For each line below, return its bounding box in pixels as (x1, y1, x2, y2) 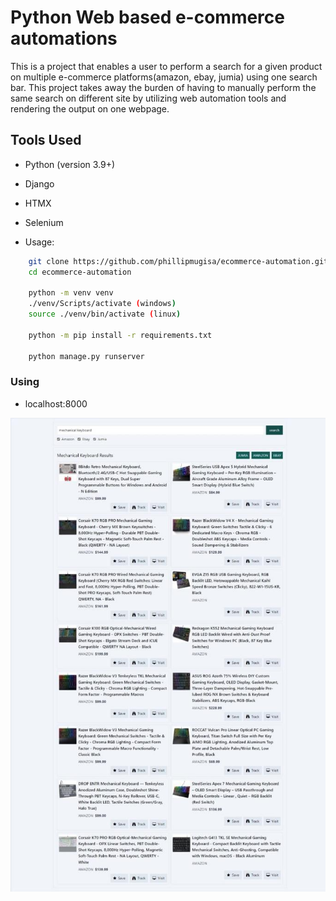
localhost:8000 (24, 397, 88, 410)
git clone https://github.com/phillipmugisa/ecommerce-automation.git (28, 256, 329, 266)
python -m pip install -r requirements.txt (28, 330, 213, 340)
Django (24, 177, 55, 190)
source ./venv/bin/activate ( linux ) (28, 309, 182, 320)
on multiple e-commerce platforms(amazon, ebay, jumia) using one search (10, 71, 318, 83)
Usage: (24, 236, 55, 248)
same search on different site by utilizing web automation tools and (10, 92, 287, 104)
